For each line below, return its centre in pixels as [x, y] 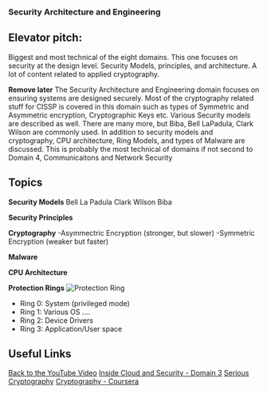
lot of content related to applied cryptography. [84, 74]
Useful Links [40, 354]
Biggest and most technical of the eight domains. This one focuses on [123, 57]
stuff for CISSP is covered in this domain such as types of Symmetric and [129, 106]
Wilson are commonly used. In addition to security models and [111, 132]
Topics [26, 183]
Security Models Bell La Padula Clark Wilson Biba [90, 201]
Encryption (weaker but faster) [59, 241]
